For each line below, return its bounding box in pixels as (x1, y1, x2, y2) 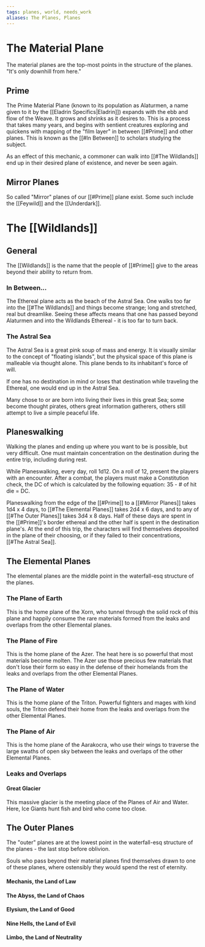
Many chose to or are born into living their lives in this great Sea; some (6, 396, 185, 403)
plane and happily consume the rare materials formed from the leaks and (6, 614, 190, 622)
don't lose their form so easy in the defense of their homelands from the (6, 663, 188, 671)
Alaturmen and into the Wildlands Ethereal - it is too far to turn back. (6, 317, 179, 325)
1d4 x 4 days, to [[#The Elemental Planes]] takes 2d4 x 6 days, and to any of (6, 506, 199, 513)
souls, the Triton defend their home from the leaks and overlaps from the (6, 706, 190, 713)
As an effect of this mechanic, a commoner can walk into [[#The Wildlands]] (6, 153, 199, 160)
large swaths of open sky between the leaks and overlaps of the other (6, 748, 183, 755)
